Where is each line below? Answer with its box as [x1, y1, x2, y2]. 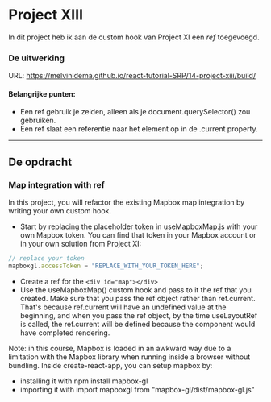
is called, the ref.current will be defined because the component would [19, 319, 256, 329]
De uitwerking [8, 52, 65, 64]
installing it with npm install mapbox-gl [19, 376, 148, 386]
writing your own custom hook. [8, 206, 111, 216]
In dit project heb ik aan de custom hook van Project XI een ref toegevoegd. [8, 32, 260, 42]
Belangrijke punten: [8, 89, 76, 98]
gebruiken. [19, 115, 56, 126]
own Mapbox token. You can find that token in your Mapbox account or [19, 230, 256, 240]
